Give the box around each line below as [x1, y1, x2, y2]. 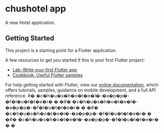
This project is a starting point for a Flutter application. [5, 47, 117, 53]
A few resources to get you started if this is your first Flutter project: [5, 57, 145, 63]
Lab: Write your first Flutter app [12, 66, 77, 72]
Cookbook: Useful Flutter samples [12, 72, 83, 78]
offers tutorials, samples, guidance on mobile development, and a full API [5, 87, 156, 93]
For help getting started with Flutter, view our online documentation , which [5, 81, 159, 87]
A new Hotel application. [5, 19, 56, 25]
